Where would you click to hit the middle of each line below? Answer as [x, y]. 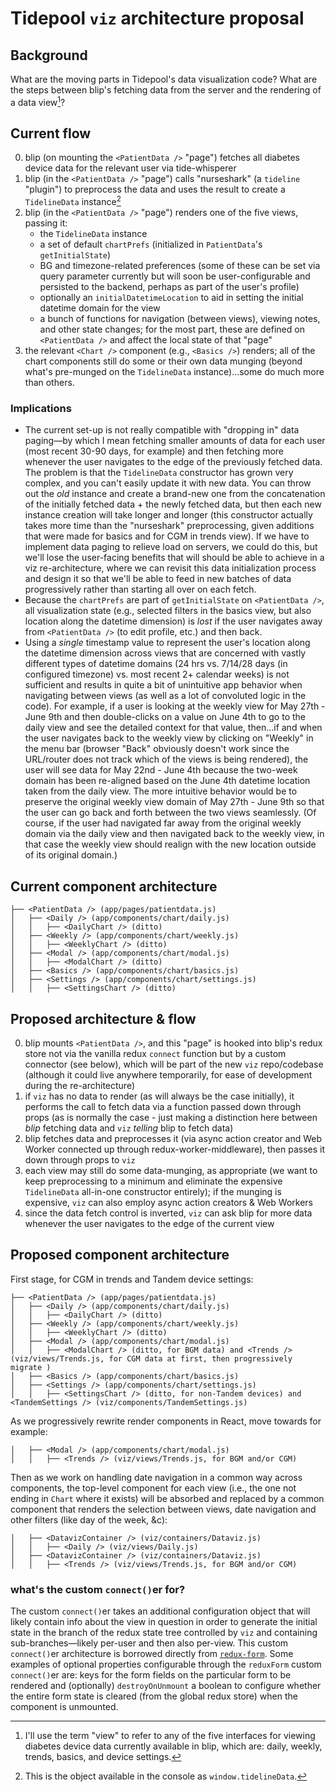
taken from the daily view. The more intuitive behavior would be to [161, 791]
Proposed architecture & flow [103, 1018]
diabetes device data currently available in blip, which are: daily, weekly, [173, 1746]
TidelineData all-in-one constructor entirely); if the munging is [153, 1192]
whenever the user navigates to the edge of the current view [149, 1224]
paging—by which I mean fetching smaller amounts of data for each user [175, 441]
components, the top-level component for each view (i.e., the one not [153, 1488]
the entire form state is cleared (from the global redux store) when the [154, 1696]
